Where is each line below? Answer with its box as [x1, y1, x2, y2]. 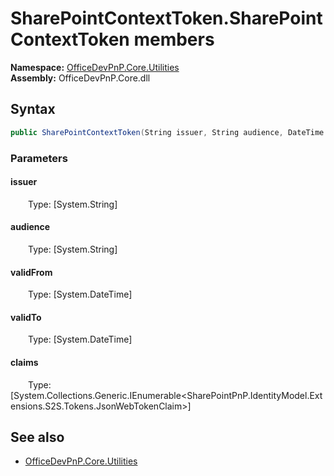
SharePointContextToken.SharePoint [10, 7, 323, 30]
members [133, 28, 215, 51]
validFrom [10, 266, 53, 278]
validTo [10, 311, 42, 323]
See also [10, 428, 65, 446]
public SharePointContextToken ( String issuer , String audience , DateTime [10, 127, 325, 137]
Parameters [10, 151, 68, 165]
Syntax [10, 101, 56, 118]
